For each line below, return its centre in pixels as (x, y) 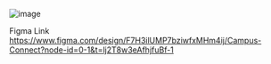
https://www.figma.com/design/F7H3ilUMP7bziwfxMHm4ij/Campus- (135, 40)
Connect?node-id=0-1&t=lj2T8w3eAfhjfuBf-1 (91, 50)
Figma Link (29, 31)
